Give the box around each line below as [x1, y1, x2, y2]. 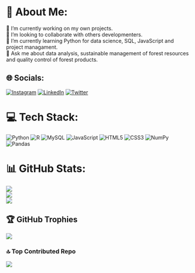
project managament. [6, 44, 58, 51]
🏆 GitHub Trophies [6, 215, 78, 225]
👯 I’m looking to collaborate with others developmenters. [6, 31, 143, 38]
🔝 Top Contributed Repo [6, 247, 76, 255]
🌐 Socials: [6, 73, 45, 83]
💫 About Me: [6, 5, 68, 19]
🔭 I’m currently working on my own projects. [6, 25, 113, 32]
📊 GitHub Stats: [6, 162, 86, 175]
